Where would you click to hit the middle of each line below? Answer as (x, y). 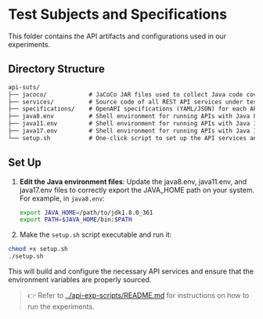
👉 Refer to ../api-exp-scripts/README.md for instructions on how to (138, 295)
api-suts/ (24, 87)
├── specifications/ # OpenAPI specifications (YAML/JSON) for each (127, 109)
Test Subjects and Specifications (118, 14)
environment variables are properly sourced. (80, 280)
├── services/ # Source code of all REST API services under (126, 102)
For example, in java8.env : (62, 198)
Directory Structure (57, 69)
